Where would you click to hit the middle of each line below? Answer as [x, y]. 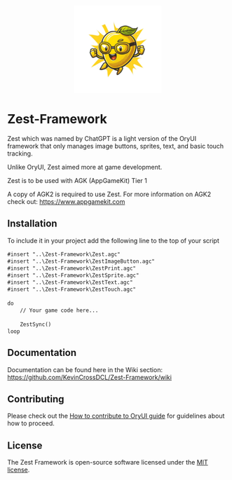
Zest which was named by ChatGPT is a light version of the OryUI [102, 138]
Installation [32, 224]
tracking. [20, 153]
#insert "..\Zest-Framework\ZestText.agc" [70, 282]
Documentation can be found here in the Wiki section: [85, 369]
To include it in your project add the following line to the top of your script [113, 240]
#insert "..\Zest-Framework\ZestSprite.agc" [73, 275]
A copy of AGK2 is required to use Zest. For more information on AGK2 [109, 194]
